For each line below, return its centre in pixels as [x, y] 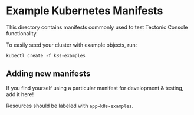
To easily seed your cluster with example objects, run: [72, 45]
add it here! [20, 94]
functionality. [22, 33]
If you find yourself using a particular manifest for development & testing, [95, 88]
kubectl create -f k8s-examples [46, 55]
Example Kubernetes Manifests [85, 11]
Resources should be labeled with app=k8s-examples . [70, 106]
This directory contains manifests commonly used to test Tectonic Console [97, 27]
